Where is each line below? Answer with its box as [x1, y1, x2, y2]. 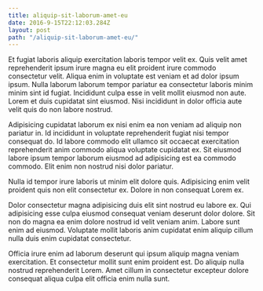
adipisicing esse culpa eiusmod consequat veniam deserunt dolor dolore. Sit [8, 209, 255, 218]
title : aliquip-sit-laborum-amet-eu [8, 11, 128, 20]
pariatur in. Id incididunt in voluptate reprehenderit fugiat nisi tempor [8, 129, 229, 138]
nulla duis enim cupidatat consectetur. [8, 234, 132, 243]
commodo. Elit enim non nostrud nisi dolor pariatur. [8, 162, 174, 171]
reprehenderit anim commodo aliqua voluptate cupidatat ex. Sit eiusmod [8, 145, 242, 155]
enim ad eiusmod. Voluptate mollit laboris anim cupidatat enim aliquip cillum [8, 225, 254, 235]
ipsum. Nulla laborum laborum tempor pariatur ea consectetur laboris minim [8, 80, 254, 89]
